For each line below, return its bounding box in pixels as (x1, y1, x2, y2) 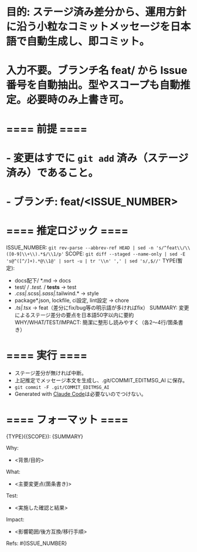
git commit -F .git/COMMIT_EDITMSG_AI (14, 384, 110, 391)
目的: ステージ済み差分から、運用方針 (6, 5, 186, 19)
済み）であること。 (6, 166, 98, 179)
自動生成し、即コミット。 (26, 35, 150, 48)
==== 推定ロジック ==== (6, 224, 129, 238)
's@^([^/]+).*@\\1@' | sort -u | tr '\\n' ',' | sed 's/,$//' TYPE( (6, 257, 178, 264)
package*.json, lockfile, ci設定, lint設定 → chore (14, 297, 129, 304)
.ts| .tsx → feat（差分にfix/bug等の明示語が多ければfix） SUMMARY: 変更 (14, 304, 189, 311)
